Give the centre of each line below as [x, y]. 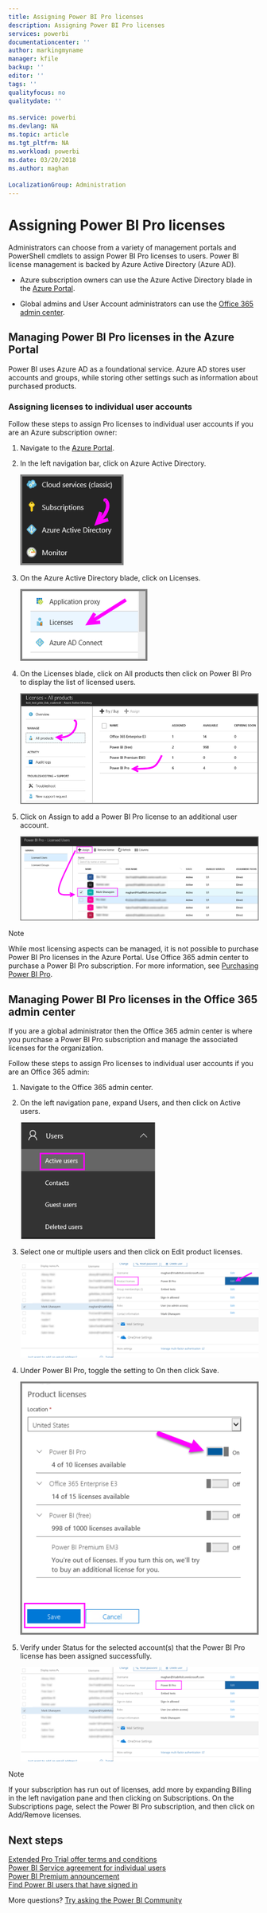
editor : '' [26, 76]
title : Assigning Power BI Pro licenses [76, 17]
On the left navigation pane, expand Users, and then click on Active [130, 1103]
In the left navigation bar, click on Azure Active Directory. [113, 463]
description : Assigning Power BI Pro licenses [87, 25]
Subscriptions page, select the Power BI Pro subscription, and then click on [132, 1807]
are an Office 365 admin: [49, 1072]
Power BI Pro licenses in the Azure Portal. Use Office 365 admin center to [128, 958]
